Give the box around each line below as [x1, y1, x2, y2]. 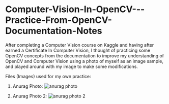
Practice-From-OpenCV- [5, 14, 112, 26]
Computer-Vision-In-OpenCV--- [5, 4, 145, 15]
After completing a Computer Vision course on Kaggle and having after [5, 42, 154, 48]
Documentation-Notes [5, 25, 103, 37]
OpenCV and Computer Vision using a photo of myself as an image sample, [5, 58, 164, 64]
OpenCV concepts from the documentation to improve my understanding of [5, 52, 164, 59]
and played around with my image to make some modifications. [5, 63, 138, 70]
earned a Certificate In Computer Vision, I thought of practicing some [5, 47, 151, 53]
